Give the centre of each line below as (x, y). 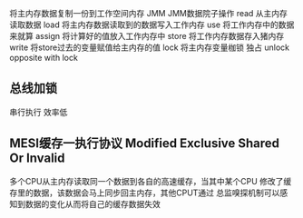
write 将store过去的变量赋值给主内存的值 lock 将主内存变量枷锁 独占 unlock (150, 47)
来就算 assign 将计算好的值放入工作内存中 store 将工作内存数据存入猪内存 (147, 36)
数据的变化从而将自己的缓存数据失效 (93, 203)
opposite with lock (44, 58)
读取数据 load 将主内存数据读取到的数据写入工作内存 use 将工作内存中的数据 (152, 25)
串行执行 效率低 (39, 112)
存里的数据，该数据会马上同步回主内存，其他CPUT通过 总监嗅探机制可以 (145, 193)
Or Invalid (37, 159)
